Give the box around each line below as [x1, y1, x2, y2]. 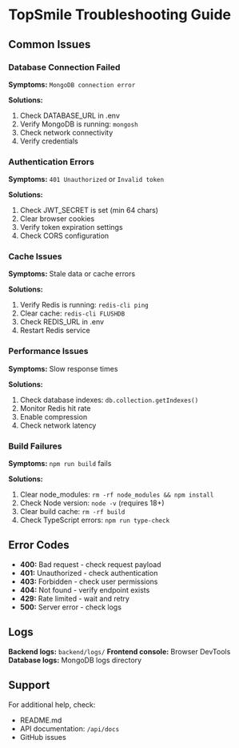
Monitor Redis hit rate [19, 403, 91, 413]
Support [8, 678, 50, 692]
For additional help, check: [8, 699, 96, 710]
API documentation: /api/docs [19, 723, 120, 734]
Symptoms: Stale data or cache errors [8, 269, 136, 279]
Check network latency [19, 420, 97, 430]
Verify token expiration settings [19, 223, 123, 232]
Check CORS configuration [19, 231, 110, 241]
